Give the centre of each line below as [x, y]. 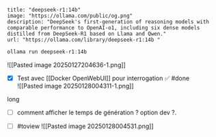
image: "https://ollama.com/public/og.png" [70, 16]
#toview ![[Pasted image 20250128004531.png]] [85, 126]
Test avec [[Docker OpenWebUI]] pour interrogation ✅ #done [103, 78]
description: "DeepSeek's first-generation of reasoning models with [108, 22]
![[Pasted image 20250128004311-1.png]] [76, 86]
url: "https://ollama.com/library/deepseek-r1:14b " [84, 40]
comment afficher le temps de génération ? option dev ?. [97, 112]
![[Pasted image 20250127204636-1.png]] [67, 64]
